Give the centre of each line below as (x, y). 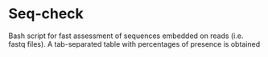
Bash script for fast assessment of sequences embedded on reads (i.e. (126, 36)
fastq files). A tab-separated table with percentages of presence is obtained (134, 44)
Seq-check (46, 14)
